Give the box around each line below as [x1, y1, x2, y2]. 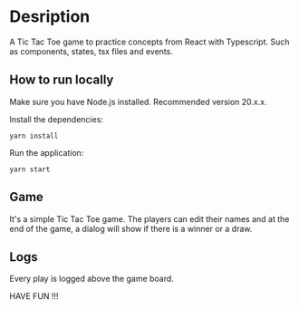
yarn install [9, 131, 59, 140]
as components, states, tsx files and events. [9, 45, 174, 56]
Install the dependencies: [9, 113, 104, 124]
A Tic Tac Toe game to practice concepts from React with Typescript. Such [9, 36, 290, 47]
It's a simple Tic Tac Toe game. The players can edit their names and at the [9, 213, 290, 224]
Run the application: [9, 147, 84, 158]
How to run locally [9, 72, 114, 88]
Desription [9, 6, 91, 27]
